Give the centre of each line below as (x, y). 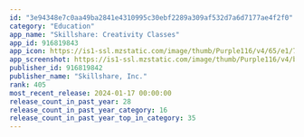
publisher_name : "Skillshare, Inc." (78, 77)
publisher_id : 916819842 (56, 68)
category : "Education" (52, 26)
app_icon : (28, 51)
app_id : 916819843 (44, 43)
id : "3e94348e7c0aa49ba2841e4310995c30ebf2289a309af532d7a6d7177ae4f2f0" (152, 18)
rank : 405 (28, 85)
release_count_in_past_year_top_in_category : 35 (103, 118)
